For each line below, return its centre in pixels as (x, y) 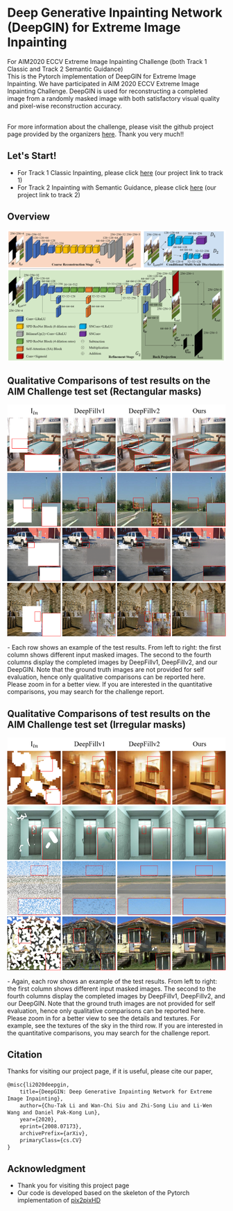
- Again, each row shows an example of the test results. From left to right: (112, 981)
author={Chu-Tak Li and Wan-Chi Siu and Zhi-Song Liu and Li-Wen (116, 1106)
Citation (25, 1054)
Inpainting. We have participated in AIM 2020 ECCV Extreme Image (103, 83)
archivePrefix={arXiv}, (54, 1134)
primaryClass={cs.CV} (51, 1141)
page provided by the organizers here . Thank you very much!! (96, 134)
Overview (29, 217)
